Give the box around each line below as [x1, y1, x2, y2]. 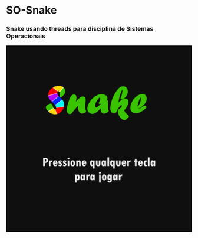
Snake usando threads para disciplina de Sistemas [6, 25, 154, 33]
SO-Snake [6, 4, 57, 17]
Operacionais [6, 32, 45, 40]
